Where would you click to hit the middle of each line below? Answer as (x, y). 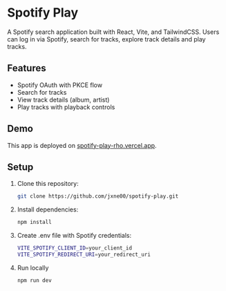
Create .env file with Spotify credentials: (74, 236)
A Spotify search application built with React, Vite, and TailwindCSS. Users (113, 32)
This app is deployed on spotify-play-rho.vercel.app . (82, 145)
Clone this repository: (48, 184)
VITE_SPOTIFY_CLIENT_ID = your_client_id (75, 248)
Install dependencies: (48, 209)
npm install (34, 223)
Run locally (33, 267)
